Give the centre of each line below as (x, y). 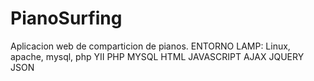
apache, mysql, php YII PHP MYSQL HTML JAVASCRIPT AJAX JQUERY (157, 56)
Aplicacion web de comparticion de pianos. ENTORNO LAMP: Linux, (150, 46)
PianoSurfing (66, 18)
